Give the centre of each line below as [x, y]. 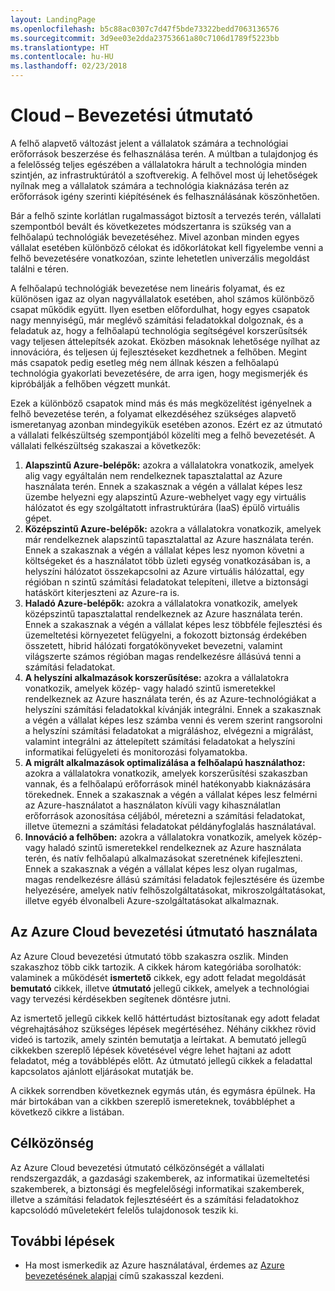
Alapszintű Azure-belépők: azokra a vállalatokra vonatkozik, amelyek [169, 465]
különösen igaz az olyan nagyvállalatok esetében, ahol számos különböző [162, 298]
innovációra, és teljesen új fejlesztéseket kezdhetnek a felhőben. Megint [159, 352]
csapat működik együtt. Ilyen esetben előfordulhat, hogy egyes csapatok [160, 309]
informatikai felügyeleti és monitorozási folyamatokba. [136, 752]
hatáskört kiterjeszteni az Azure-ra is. [102, 592]
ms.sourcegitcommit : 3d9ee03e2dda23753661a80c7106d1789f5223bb [145, 38]
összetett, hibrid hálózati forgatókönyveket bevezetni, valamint [153, 645]
